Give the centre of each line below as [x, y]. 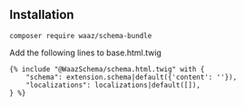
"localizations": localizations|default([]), [113, 85]
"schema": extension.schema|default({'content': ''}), [132, 77]
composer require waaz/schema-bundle [81, 35]
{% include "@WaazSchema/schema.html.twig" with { [107, 69]
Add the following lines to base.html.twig [85, 53]
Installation [42, 15]
